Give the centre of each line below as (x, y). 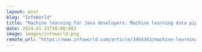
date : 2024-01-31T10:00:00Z (41, 28)
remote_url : (21, 39)
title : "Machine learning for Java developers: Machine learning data (96, 23)
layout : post (23, 12)
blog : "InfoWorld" (29, 17)
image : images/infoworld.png (43, 34)
